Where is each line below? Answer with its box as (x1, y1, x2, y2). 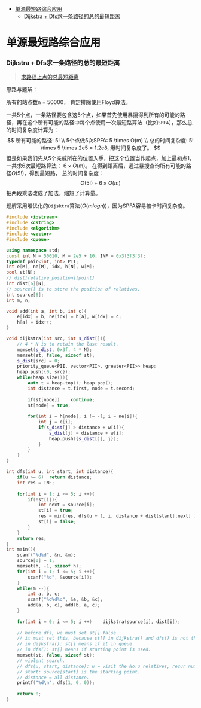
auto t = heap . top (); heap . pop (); (28, 380, 114, 386)
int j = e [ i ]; (38, 419, 74, 425)
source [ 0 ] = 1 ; (17, 558, 55, 564)
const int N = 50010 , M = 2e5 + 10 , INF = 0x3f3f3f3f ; (6, 253, 146, 259)
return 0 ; (17, 691, 42, 697)
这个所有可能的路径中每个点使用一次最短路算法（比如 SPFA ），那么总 (26, 119, 193, 126)
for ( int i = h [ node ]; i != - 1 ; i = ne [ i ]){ (28, 413, 138, 420)
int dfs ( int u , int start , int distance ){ (6, 469, 114, 475)
